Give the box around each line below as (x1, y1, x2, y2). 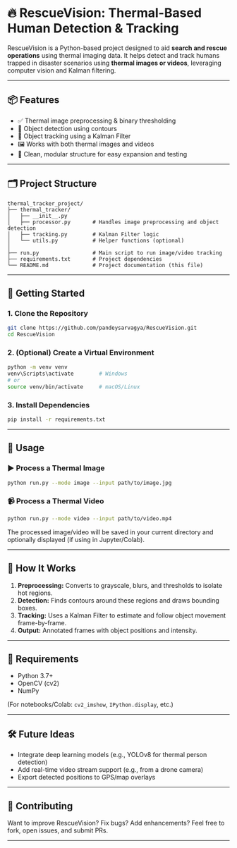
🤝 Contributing (7, 800, 73, 812)
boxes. (17, 603, 37, 612)
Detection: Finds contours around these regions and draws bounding (17, 596, 220, 604)
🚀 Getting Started (7, 287, 85, 299)
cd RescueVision (7, 331, 55, 338)
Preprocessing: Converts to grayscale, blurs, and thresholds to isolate (17, 581, 223, 589)
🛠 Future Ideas (7, 728, 75, 740)
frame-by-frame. (17, 618, 67, 627)
